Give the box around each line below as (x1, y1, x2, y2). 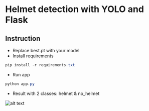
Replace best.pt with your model (12, 48, 80, 53)
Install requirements (12, 53, 54, 59)
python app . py (5, 81, 35, 86)
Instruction (5, 34, 41, 43)
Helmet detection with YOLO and (5, 4, 144, 15)
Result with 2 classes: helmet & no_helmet (12, 90, 100, 96)
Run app (12, 71, 30, 77)
